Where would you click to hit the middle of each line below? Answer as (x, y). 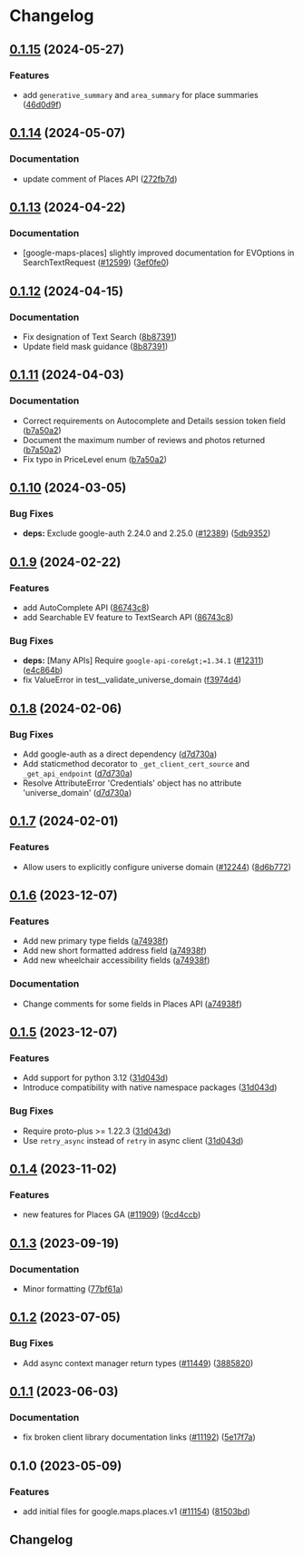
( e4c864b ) (43, 670)
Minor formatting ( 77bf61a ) (73, 1289)
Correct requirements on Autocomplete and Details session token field (154, 421)
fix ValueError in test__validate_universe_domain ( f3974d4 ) (132, 680)
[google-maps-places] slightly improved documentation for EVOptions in (158, 253)
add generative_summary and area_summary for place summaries (140, 94)
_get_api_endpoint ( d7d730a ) (78, 773)
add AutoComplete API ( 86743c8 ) (86, 608)
